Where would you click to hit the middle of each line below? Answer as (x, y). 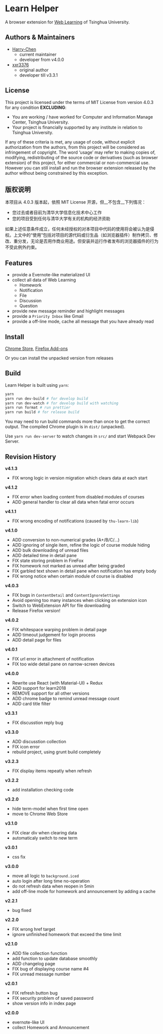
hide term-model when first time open (50, 809)
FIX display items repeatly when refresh (52, 771)
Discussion (30, 301)
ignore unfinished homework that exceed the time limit (67, 934)
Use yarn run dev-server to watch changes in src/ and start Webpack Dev (80, 436)
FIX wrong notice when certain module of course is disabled (72, 576)
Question (28, 306)
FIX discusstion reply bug (37, 723)
